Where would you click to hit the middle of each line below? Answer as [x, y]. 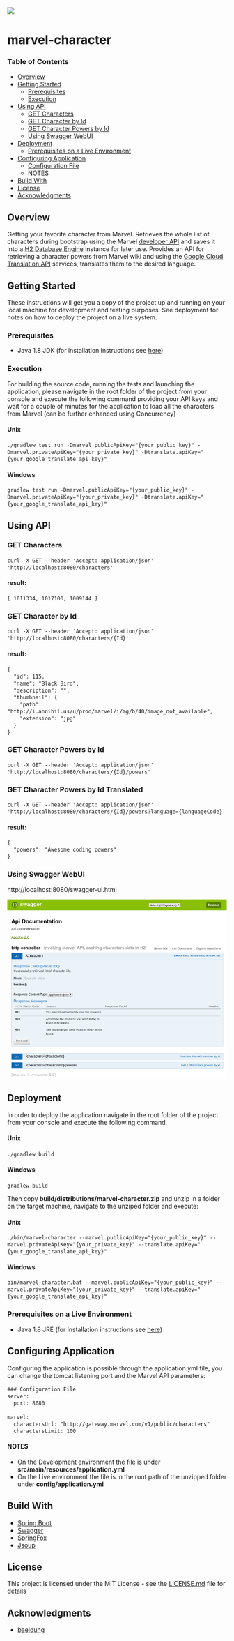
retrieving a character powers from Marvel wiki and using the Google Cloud [115, 257]
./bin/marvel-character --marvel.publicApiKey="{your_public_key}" [107, 1238]
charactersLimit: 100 [45, 1431]
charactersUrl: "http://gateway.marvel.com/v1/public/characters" [112, 1424]
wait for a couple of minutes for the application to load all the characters [111, 406]
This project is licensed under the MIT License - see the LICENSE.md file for [116, 1584]
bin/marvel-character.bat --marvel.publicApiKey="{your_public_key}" [110, 1283]
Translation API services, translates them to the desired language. [102, 264]
